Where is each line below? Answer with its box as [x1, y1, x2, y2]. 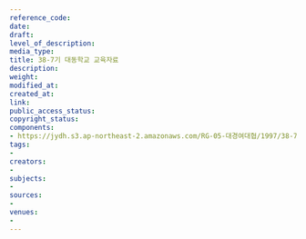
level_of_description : [9, 38, 96, 48]
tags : [9, 140, 30, 149]
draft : [9, 30, 35, 39]
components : [9, 124, 55, 133]
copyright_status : [9, 115, 79, 124]
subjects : [9, 174, 47, 183]
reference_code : [9, 13, 71, 23]
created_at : [9, 89, 55, 98]
